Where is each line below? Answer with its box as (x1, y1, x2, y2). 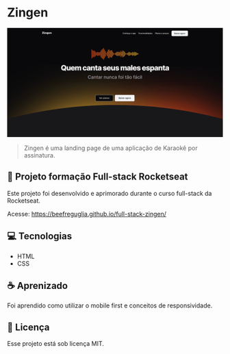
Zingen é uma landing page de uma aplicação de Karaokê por (23, 144, 198, 152)
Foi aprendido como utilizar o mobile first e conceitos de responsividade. (7, 301, 213, 309)
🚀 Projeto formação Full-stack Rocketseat (7, 171, 188, 183)
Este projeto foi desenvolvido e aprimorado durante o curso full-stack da (7, 189, 212, 197)
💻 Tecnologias (7, 231, 73, 242)
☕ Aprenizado (7, 279, 68, 292)
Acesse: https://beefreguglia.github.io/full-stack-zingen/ (7, 210, 166, 218)
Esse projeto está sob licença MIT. (7, 340, 105, 348)
